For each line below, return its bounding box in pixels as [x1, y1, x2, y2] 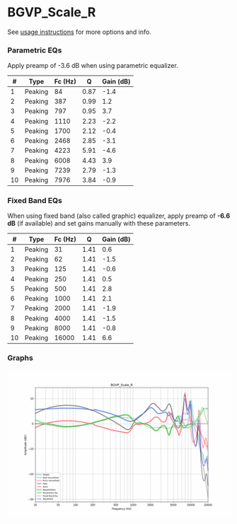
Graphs [7, 353, 33, 363]
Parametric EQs [7, 45, 62, 55]
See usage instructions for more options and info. [7, 28, 152, 36]
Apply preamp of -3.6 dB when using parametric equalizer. [7, 62, 178, 70]
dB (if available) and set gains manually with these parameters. [7, 219, 191, 228]
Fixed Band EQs [7, 195, 62, 205]
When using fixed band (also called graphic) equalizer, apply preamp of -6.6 [7, 211, 231, 220]
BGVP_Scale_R [7, 4, 96, 21]
